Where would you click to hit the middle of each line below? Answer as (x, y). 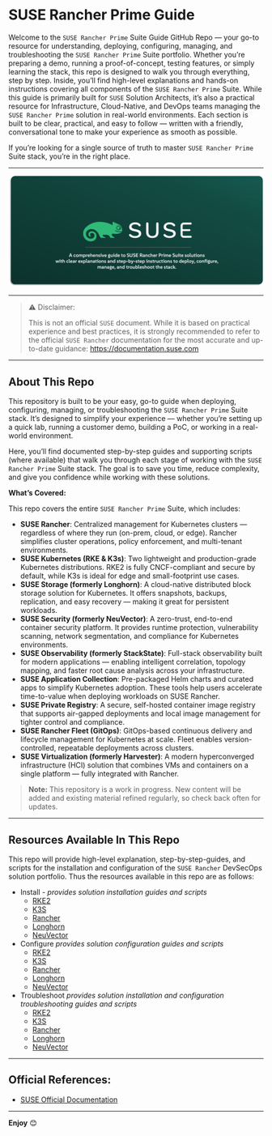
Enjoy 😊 (23, 1122)
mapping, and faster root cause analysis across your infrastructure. (132, 670)
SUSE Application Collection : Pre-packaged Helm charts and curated (136, 679)
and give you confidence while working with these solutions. (109, 477)
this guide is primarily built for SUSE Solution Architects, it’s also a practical (132, 97)
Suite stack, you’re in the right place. (70, 156)
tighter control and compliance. (72, 722)
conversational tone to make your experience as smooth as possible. (123, 132)
